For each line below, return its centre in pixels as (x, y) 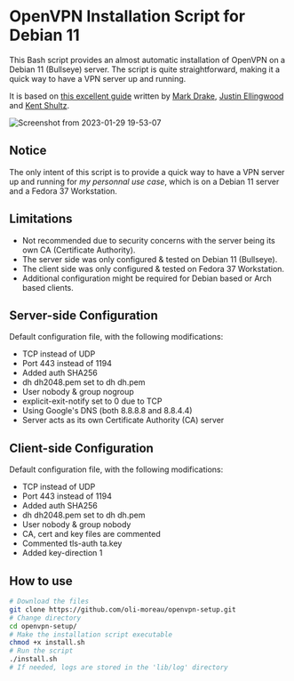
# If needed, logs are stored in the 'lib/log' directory (119, 668)
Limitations (41, 219)
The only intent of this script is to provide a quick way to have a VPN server (147, 172)
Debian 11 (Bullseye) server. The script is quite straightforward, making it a (145, 69)
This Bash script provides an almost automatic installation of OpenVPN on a (147, 60)
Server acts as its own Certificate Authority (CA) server (123, 421)
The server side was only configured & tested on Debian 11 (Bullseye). (150, 259)
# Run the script (41, 651)
